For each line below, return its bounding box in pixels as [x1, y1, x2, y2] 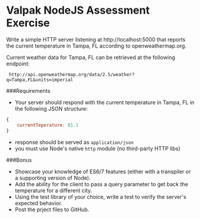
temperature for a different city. [14, 187, 93, 194]
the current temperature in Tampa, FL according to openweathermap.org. [6, 42, 187, 49]
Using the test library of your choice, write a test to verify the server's [14, 193, 187, 200]
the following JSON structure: [14, 105, 88, 112]
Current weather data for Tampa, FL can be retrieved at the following [6, 54, 176, 61]
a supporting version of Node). [14, 174, 91, 182]
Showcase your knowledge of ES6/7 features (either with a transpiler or [14, 168, 191, 175]
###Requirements [6, 87, 51, 94]
